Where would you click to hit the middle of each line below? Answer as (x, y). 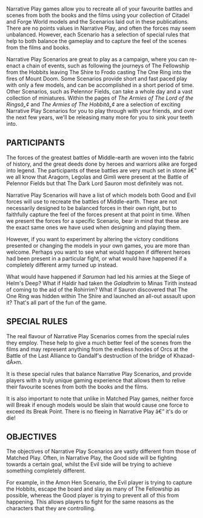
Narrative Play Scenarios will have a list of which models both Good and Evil (101, 195)
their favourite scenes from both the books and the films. (77, 387)
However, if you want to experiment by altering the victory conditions (92, 239)
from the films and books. (38, 47)
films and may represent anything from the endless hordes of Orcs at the (97, 349)
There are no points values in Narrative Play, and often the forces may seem (101, 28)
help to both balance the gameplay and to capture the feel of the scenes (96, 41)
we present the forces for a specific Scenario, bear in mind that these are (98, 220)
